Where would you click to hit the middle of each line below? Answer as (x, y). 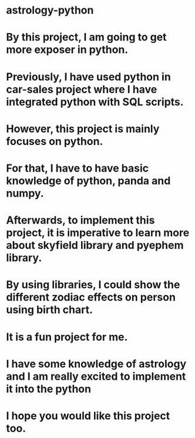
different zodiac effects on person (91, 297)
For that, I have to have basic (78, 168)
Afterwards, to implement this (80, 220)
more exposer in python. (67, 50)
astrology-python (50, 10)
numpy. (25, 193)
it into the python (49, 389)
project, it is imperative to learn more (98, 233)
